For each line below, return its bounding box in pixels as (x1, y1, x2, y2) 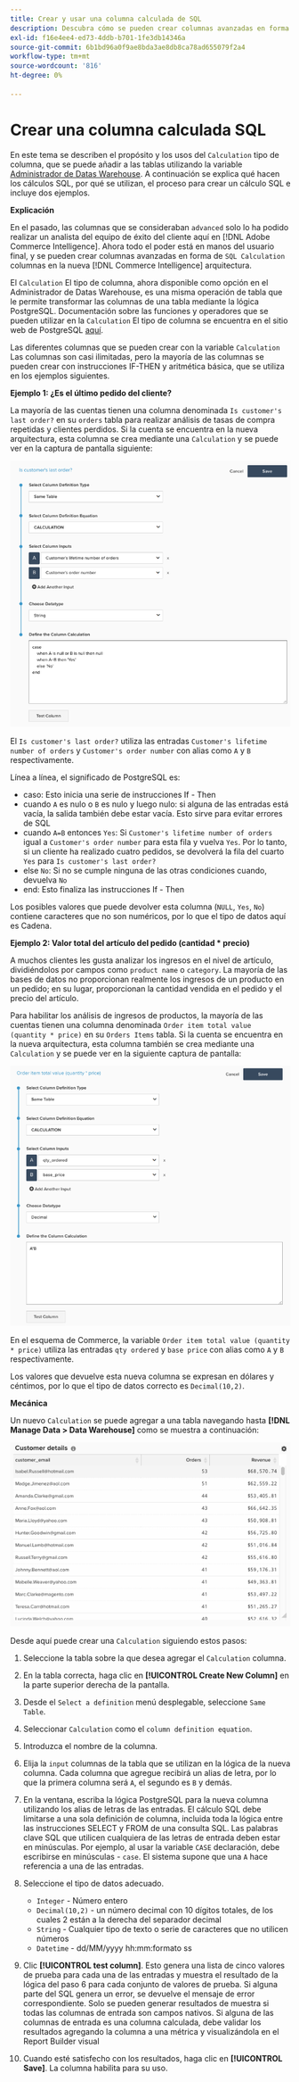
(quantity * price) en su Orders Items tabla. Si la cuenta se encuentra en (10, 1029, 284, 1040)
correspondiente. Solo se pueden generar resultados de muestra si (22, 1997, 270, 2008)
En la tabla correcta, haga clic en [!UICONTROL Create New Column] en (22, 1670, 290, 1680)
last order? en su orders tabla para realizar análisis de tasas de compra (10, 414, 275, 425)
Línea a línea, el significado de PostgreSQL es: (10, 772, 181, 783)
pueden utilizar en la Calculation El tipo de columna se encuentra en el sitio (10, 315, 288, 326)
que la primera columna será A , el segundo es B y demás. (22, 1777, 232, 1788)
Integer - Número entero (36, 1895, 128, 1905)
